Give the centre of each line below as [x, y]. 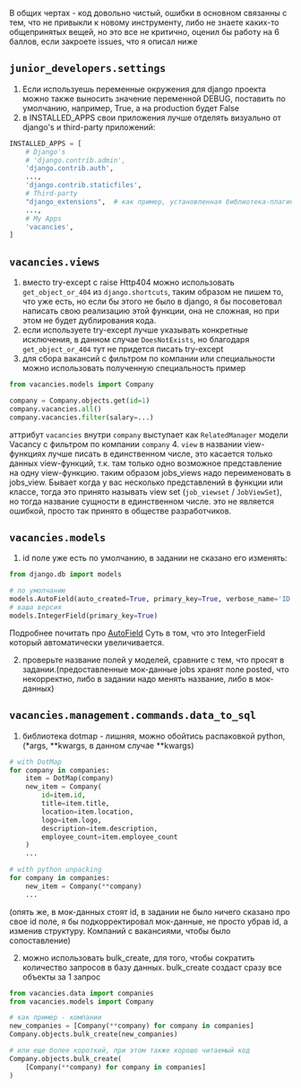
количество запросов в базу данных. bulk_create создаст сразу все [152, 967]
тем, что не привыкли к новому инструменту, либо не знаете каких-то [144, 22]
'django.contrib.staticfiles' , [84, 186]
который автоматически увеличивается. [87, 642]
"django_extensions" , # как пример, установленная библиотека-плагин [160, 202]
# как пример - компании [56, 1018]
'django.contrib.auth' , [70, 168]
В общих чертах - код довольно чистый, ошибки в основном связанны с [148, 13]
